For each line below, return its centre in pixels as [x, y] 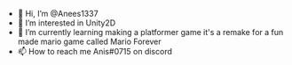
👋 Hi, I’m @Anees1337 [58, 14]
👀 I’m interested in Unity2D [67, 23]
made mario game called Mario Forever [89, 41]
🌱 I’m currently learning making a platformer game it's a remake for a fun [150, 32]
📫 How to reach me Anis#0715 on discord [95, 51]
